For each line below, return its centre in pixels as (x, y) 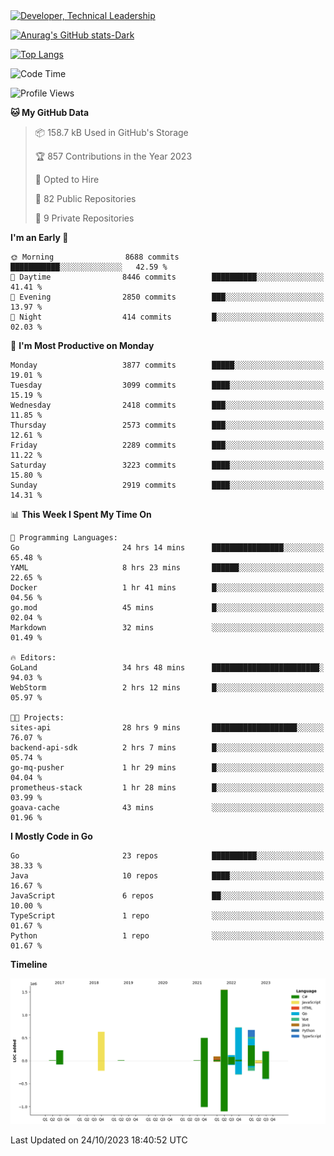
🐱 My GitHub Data (50, 112)
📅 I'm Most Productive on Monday (82, 345)
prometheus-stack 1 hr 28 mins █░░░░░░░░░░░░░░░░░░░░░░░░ (167, 788)
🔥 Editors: (33, 658)
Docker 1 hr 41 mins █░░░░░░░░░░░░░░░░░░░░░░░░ (167, 588)
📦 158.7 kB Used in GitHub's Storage (111, 132)
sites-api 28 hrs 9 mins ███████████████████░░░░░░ (167, 728)
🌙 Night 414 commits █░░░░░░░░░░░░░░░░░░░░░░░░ (167, 317)
